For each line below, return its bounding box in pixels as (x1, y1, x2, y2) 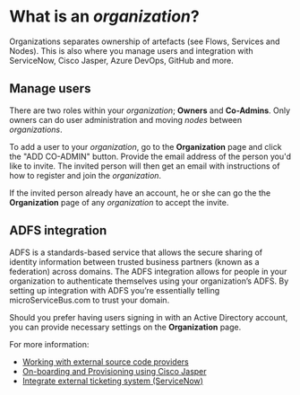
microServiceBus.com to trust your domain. (9, 294, 170, 305)
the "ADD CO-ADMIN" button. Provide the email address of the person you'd (9, 151, 291, 162)
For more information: (9, 338, 90, 349)
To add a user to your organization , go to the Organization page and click (9, 141, 282, 152)
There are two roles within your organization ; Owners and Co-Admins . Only (9, 105, 291, 116)
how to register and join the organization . (9, 170, 162, 180)
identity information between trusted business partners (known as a (9, 256, 260, 267)
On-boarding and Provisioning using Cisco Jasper (21, 365, 208, 376)
